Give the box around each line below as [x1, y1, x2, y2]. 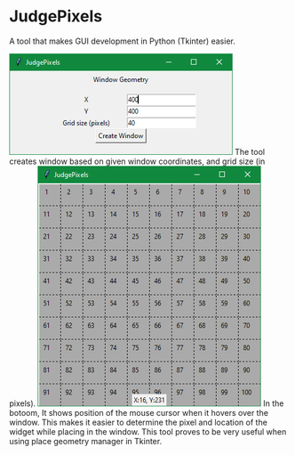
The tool [234, 146, 265, 157]
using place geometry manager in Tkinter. [9, 435, 163, 446]
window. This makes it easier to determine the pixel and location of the [9, 417, 268, 427]
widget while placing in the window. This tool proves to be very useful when [9, 426, 287, 437]
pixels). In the [9, 398, 284, 409]
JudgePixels [9, 6, 103, 27]
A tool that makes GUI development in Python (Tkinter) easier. [9, 36, 235, 46]
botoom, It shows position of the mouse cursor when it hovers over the [9, 407, 269, 418]
